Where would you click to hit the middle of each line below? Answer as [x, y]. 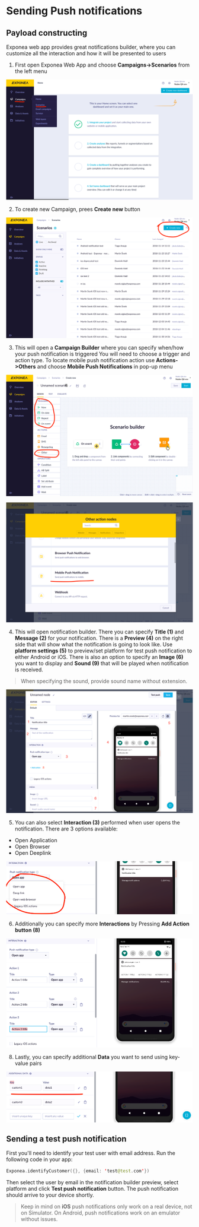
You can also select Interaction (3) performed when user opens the [97, 822]
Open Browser [32, 846]
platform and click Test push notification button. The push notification [92, 1189]
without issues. [39, 1219]
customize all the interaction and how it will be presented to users [86, 53]
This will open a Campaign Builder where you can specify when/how [99, 348]
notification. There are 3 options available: [66, 829]
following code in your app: [39, 1159]
